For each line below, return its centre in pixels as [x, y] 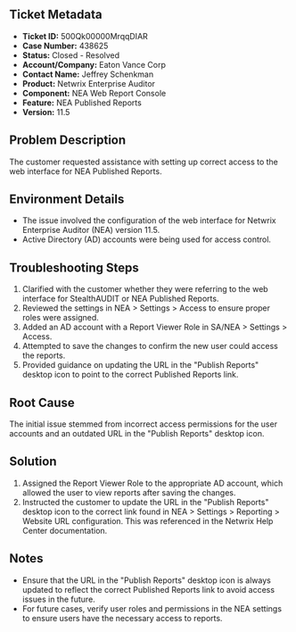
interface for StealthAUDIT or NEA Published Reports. [120, 299]
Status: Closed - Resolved [71, 55]
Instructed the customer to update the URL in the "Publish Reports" [145, 502]
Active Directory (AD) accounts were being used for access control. [147, 239]
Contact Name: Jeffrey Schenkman [88, 74]
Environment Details [67, 200]
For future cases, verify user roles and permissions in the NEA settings [152, 608]
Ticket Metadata [56, 15]
